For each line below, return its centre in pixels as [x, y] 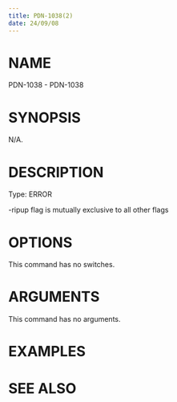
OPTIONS [40, 242]
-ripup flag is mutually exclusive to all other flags [88, 210]
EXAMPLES [47, 352]
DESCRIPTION [56, 172]
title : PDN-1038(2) [41, 16]
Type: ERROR [30, 194]
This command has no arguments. [64, 319]
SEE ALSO [42, 388]
